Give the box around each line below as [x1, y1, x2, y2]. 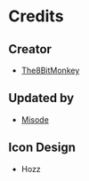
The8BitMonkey [20, 65, 80, 75]
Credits [8, 6, 64, 27]
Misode [20, 114, 50, 125]
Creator [8, 42, 53, 57]
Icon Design [8, 140, 77, 155]
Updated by [8, 90, 75, 106]
